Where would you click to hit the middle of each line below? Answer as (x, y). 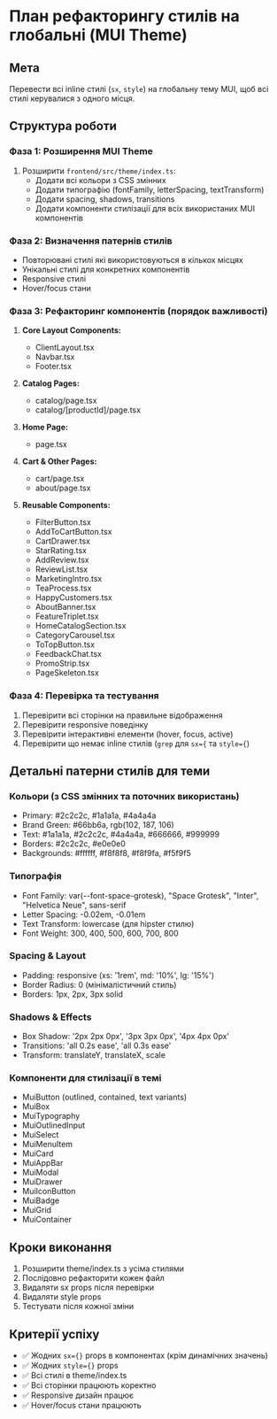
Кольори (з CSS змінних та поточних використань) (124, 796)
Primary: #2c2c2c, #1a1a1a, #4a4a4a (89, 815)
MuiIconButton (49, 1191)
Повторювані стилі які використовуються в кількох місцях (132, 259)
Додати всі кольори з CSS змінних (100, 180)
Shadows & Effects (50, 1017)
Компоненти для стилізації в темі (85, 1078)
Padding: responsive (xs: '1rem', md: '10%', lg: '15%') (118, 975)
